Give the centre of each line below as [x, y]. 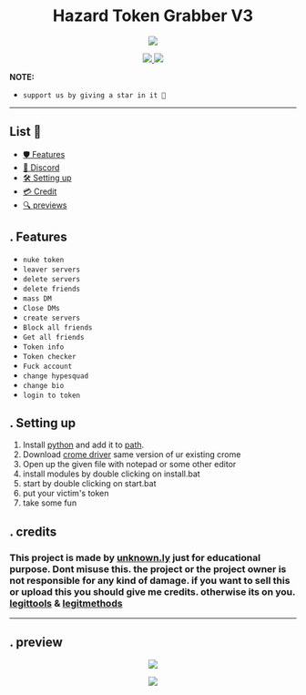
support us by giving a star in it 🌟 [94, 95]
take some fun [50, 503]
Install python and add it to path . [83, 445]
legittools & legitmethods [66, 603]
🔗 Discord [41, 167]
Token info [43, 347]
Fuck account [47, 366]
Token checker [49, 356]
